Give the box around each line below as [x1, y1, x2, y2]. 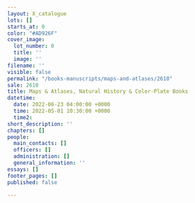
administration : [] [13, 153, 70, 160]
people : [7, 133, 30, 140]
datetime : [7, 95, 36, 102]
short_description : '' [7, 120, 73, 128]
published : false [7, 179, 58, 186]
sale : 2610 [7, 82, 39, 89]
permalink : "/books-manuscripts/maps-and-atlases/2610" [7, 75, 173, 82]
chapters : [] [7, 127, 45, 134]
